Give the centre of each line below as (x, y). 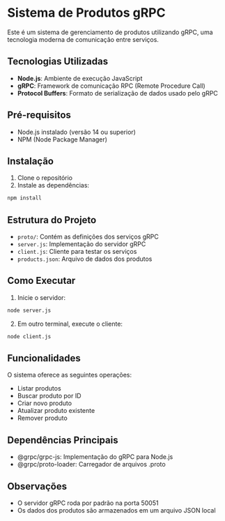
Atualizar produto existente (56, 411)
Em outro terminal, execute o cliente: (70, 324)
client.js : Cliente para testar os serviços (77, 252)
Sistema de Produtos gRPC (86, 13)
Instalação (31, 161)
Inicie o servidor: (41, 297)
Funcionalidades (44, 358)
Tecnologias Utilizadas (58, 62)
